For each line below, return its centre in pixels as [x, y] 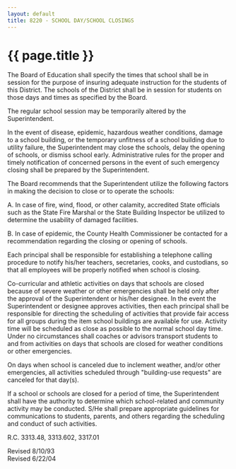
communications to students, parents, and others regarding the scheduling [116, 416]
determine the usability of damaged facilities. [73, 220]
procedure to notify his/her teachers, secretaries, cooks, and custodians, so [118, 262]
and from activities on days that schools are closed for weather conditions [115, 344]
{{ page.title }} [51, 56]
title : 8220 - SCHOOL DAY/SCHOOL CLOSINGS [71, 21]
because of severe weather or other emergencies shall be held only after [113, 291]
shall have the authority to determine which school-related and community [116, 401]
